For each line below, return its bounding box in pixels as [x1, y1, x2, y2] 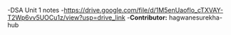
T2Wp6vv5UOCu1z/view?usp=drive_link [7, 13, 126, 22]
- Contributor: [127, 13, 168, 22]
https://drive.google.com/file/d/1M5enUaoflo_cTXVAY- [63, 6, 223, 14]
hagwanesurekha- [168, 13, 223, 22]
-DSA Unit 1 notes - [7, 6, 64, 14]
